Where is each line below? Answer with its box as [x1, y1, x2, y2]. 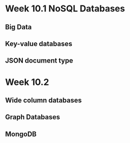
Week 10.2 [5, 76, 50, 87]
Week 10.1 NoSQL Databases [5, 3, 125, 14]
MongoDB [5, 130, 37, 138]
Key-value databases [5, 39, 72, 48]
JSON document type [5, 57, 73, 65]
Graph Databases [5, 113, 61, 122]
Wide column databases [5, 96, 82, 104]
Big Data [5, 23, 32, 31]
